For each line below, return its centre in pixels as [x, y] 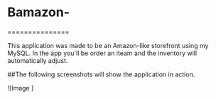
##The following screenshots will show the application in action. [101, 74]
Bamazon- [38, 12]
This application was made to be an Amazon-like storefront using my [108, 45]
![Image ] [21, 88]
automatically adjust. [38, 60]
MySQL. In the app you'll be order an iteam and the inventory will [102, 53]
